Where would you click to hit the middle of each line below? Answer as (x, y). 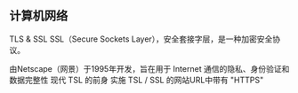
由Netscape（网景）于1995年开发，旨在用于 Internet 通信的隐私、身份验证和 (149, 68)
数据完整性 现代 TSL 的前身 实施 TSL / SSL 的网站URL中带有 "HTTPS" (137, 80)
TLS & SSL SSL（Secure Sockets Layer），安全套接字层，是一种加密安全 (141, 39)
